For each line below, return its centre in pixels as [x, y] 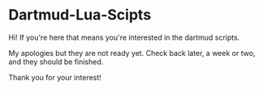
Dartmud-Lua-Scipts [80, 15]
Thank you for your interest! [55, 77]
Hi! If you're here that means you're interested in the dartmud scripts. [124, 37]
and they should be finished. [56, 62]
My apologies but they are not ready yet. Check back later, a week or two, [132, 53]
